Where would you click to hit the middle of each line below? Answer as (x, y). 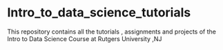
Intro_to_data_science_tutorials (99, 13)
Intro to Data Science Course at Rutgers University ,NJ (85, 38)
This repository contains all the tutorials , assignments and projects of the (111, 32)
